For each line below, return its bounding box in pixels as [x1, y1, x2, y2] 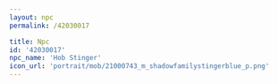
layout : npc [9, 12, 54, 22]
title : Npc [9, 37, 50, 46]
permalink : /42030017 [9, 21, 90, 30]
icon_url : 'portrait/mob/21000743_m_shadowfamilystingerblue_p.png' [9, 62, 270, 71]
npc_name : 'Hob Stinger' [9, 54, 102, 63]
